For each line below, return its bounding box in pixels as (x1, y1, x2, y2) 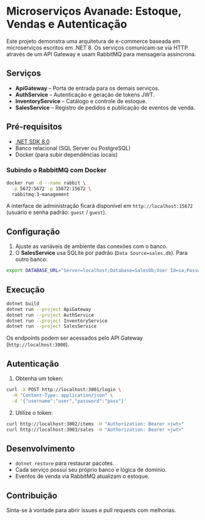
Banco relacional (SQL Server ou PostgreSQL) (15, 144, 131, 152)
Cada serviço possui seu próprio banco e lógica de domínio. (15, 466, 167, 474)
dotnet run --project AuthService (6, 312, 95, 318)
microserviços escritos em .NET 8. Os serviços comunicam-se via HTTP (6, 44, 188, 51)
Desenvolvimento (6, 443, 75, 453)
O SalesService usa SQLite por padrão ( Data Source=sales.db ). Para (15, 249, 188, 257)
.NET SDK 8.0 (15, 137, 50, 145)
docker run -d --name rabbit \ (6, 180, 86, 186)
